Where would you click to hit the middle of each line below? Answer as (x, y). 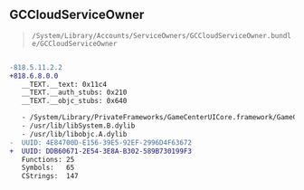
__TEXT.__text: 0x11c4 (64, 84)
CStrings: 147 (50, 176)
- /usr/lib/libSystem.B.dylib (78, 126)
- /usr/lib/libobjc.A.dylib (74, 134)
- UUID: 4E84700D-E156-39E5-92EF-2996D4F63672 (101, 142)
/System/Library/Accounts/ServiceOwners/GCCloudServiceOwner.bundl (161, 35)
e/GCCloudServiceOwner (74, 43)
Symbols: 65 (48, 168)
